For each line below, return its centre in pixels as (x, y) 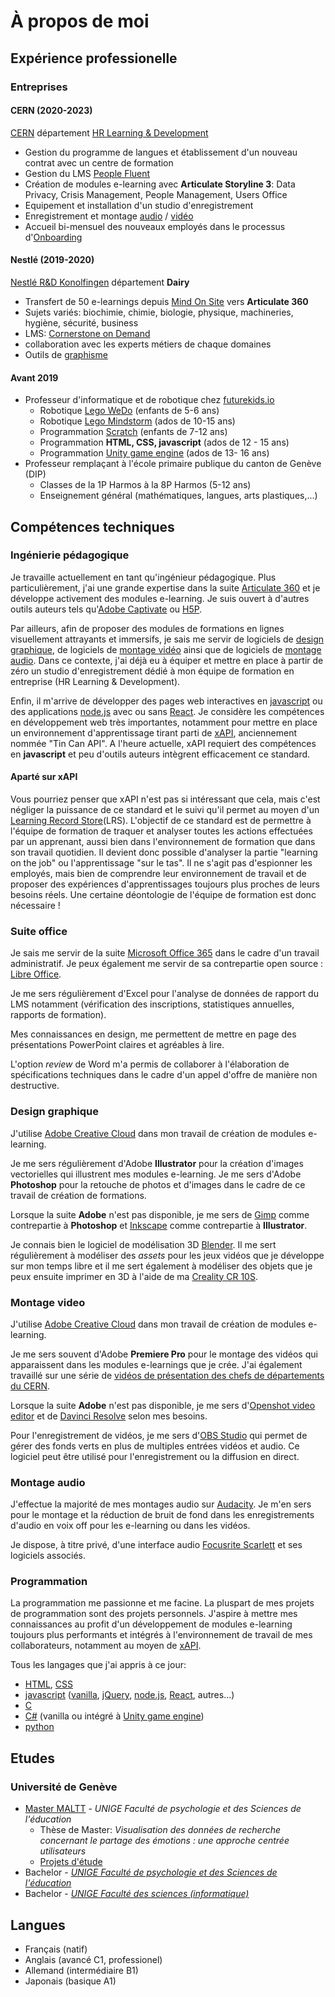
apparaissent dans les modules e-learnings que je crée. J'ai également (156, 1364)
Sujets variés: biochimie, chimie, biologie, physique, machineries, (159, 312)
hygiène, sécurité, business (81, 322)
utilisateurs (63, 1851)
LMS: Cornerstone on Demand (87, 333)
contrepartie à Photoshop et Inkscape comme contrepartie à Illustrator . (159, 1225)
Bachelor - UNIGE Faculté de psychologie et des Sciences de (151, 1872)
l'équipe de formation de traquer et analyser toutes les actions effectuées (161, 831)
